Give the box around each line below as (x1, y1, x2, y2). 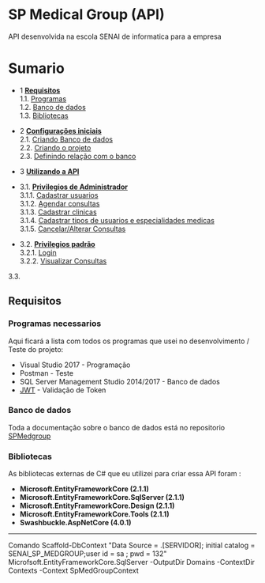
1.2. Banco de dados (19, 102, 87, 112)
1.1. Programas (19, 93, 67, 104)
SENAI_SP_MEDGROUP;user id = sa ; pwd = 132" (8, 549, 167, 558)
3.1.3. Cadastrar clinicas (19, 207, 97, 217)
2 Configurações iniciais (19, 126, 103, 135)
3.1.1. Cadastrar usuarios (19, 190, 99, 199)
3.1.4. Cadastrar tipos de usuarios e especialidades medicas (19, 215, 215, 225)
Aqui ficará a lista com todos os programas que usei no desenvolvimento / (8, 336, 250, 346)
